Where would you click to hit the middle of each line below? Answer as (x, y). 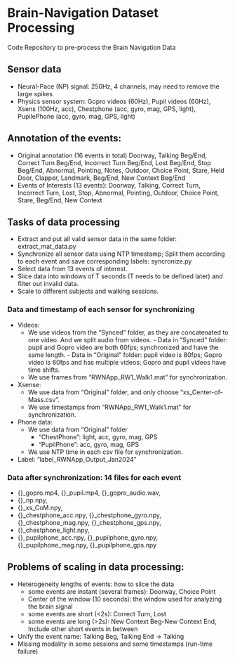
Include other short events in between (83, 629)
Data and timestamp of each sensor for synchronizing (101, 309)
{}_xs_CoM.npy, (40, 507)
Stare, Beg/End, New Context (60, 200)
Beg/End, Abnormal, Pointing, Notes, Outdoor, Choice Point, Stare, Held (121, 170)
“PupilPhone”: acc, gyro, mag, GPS (88, 444)
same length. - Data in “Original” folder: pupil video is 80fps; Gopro (125, 355)
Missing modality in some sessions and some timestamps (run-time (115, 644)
